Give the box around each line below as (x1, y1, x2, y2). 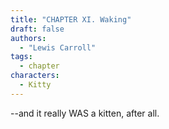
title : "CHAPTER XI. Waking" (10, 14, 132, 25)
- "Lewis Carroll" (19, 42, 97, 53)
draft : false (10, 24, 65, 34)
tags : (10, 52, 33, 62)
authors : (10, 33, 47, 43)
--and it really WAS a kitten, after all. (10, 107, 160, 119)
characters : (10, 71, 60, 81)
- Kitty (19, 80, 52, 90)
